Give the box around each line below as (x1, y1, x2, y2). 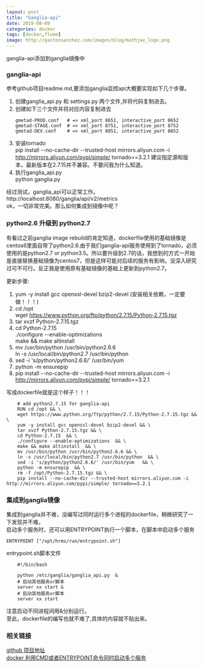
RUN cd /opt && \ (17, 406, 61, 412)
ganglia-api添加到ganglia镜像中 (6, 55, 85, 61)
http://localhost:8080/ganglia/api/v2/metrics (6, 195, 118, 203)
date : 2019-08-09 (6, 20, 50, 26)
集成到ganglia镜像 (6, 495, 60, 504)
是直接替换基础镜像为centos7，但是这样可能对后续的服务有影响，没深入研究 (6, 257, 197, 264)
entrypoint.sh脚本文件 (6, 549, 61, 557)
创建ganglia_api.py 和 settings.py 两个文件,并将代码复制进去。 (15, 98, 170, 105)
